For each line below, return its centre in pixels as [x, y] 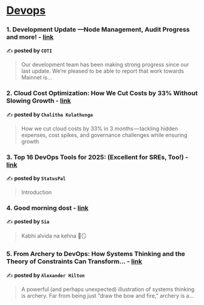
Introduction [36, 192]
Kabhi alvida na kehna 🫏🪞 [54, 236]
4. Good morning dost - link [48, 208]
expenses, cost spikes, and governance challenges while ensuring [104, 135]
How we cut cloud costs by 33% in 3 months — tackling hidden [99, 129]
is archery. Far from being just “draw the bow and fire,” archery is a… [107, 295]
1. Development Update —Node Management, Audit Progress [98, 30]
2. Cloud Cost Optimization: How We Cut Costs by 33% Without [102, 93]
